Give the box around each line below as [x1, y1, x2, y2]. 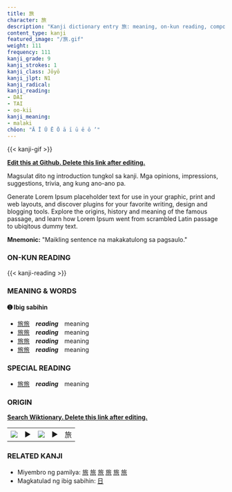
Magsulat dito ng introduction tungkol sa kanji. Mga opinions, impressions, [7, 172, 219, 180]
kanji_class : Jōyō [7, 68, 60, 75]
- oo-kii [7, 107, 32, 114]
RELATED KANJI [7, 451, 63, 461]
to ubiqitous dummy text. [7, 222, 78, 231]
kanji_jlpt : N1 [7, 74, 51, 82]
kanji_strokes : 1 [7, 62, 57, 69]
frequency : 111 [7, 49, 51, 56]
